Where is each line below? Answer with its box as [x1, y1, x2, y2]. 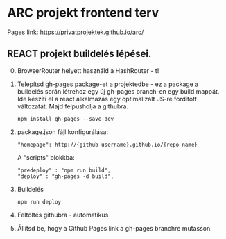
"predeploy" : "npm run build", [17, 167, 111, 174]
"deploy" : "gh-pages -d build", [17, 172, 114, 180]
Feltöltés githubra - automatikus [17, 211, 109, 219]
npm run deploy [17, 198, 62, 206]
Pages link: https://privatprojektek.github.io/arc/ [7, 28, 144, 36]
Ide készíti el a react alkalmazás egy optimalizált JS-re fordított [17, 94, 198, 103]
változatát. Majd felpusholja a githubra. [17, 102, 129, 110]
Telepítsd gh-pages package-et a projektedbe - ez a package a [17, 80, 199, 88]
